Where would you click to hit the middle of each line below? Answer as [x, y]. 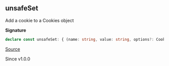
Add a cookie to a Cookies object [39, 20]
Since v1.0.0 [18, 59]
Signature [16, 30]
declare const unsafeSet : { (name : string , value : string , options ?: [80, 39]
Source [13, 49]
